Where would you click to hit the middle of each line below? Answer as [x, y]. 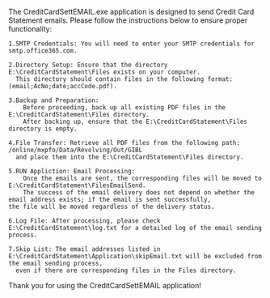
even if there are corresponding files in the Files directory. [126, 270]
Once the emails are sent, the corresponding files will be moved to [143, 178]
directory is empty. [43, 129]
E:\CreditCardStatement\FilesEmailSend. [78, 185]
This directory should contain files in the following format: [124, 79]
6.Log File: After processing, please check [84, 221]
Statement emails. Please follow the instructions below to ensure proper [128, 20]
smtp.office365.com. [43, 51]
